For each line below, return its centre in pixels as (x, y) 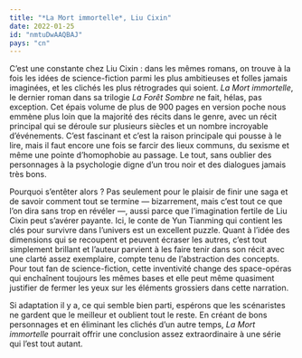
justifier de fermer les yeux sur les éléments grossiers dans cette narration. (149, 288)
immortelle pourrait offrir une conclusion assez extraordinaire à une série (146, 334)
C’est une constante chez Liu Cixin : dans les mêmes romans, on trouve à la (150, 69)
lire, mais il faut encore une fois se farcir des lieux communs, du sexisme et (149, 146)
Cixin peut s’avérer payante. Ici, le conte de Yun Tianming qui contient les (146, 221)
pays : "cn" (30, 43)
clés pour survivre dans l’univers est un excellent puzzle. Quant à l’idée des (150, 231)
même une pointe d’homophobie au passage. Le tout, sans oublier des (141, 155)
